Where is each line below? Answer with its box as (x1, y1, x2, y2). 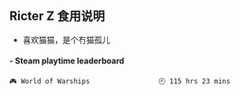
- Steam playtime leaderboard (9, 55, 125, 66)
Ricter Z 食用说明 (9, 8, 106, 24)
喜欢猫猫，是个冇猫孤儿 (22, 34, 110, 45)
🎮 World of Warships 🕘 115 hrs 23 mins (9, 77, 231, 86)
